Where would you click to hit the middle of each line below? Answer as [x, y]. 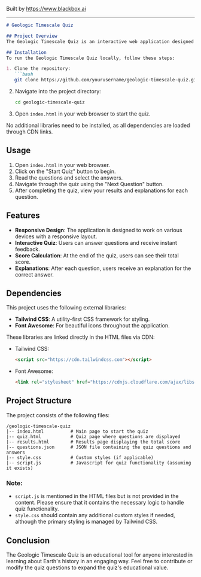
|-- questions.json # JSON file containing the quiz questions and [99, 447]
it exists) [20, 468]
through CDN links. [30, 132]
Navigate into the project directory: [58, 91]
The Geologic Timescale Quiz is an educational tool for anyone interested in [100, 555]
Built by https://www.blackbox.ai [46, 9]
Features [23, 216]
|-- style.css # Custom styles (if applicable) [80, 457]
